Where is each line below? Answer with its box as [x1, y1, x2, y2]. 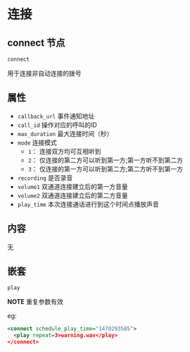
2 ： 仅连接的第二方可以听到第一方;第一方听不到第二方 [27, 156, 183, 164]
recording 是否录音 [17, 174, 73, 182]
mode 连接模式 [17, 138, 58, 147]
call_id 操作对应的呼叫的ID [17, 121, 97, 129]
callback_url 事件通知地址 [17, 111, 95, 120]
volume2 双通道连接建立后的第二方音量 [17, 191, 128, 200]
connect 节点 [7, 37, 65, 49]
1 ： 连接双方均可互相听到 [27, 147, 101, 155]
